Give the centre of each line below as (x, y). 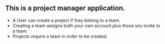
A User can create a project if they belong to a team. (66, 20)
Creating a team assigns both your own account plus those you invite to (86, 25)
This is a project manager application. (65, 8)
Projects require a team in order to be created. (60, 36)
